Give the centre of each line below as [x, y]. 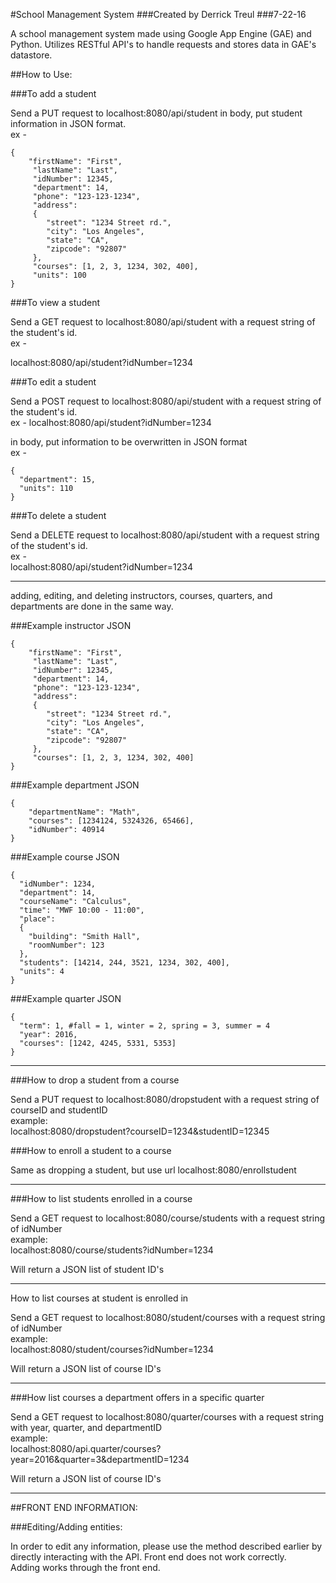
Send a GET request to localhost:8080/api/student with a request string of [163, 322]
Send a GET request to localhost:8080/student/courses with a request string [168, 1317]
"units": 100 [59, 275]
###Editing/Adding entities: [66, 1527]
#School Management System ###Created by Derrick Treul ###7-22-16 [158, 14]
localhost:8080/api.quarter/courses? [86, 1448]
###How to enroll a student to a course [91, 1150]
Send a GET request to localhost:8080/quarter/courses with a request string [167, 1417]
